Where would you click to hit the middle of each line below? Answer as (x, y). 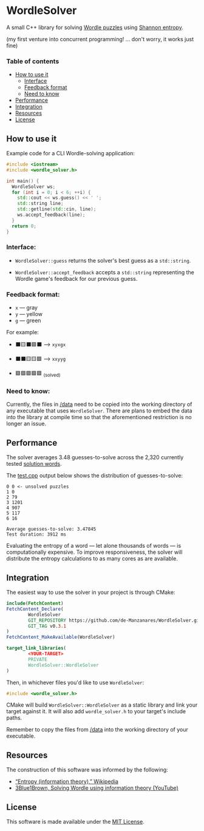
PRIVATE (38, 659)
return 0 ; (24, 226)
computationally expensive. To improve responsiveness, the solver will (94, 552)
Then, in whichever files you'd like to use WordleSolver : (75, 682)
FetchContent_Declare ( (35, 609)
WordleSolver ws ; (34, 187)
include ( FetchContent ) (35, 604)
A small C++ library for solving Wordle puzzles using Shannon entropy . (95, 27)
